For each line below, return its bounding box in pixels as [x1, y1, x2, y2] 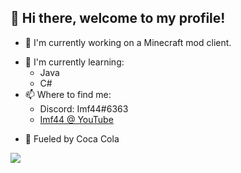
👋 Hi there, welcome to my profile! [10, 10, 226, 27]
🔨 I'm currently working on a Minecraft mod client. [24, 36, 232, 48]
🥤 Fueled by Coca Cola [24, 132, 120, 145]
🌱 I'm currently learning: [24, 56, 125, 68]
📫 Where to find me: [24, 88, 112, 100]
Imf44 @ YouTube [39, 113, 114, 125]
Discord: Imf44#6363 [39, 102, 129, 115]
